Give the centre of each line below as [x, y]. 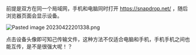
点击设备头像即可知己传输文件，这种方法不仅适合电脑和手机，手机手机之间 [95, 39]
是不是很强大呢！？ [49, 46]
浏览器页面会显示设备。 [34, 16]
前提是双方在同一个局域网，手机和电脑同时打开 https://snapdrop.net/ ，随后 [97, 8]
